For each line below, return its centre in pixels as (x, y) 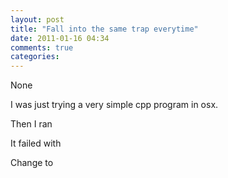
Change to (32, 163)
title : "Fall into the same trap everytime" (104, 29)
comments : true (42, 47)
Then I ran (31, 124)
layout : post (37, 19)
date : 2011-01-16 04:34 (60, 38)
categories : (35, 57)
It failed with (36, 143)
